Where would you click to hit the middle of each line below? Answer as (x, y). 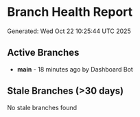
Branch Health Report (70, 12)
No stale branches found (42, 107)
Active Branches (43, 53)
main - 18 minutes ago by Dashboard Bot (75, 69)
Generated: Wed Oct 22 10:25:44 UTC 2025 (69, 31)
